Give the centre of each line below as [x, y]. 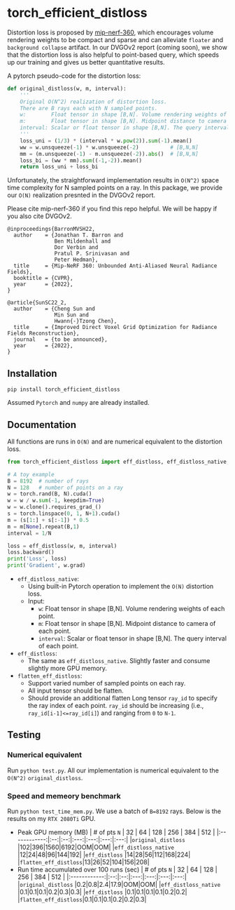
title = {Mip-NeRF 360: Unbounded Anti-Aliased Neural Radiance [115, 266]
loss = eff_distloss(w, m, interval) [62, 546]
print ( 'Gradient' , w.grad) [47, 566]
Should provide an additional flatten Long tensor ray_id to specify [123, 698]
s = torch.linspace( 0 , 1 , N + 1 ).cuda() [64, 514]
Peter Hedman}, [76, 260]
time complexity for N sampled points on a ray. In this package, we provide [115, 188]
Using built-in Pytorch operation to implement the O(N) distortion [121, 587]
